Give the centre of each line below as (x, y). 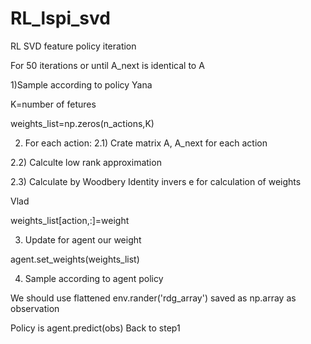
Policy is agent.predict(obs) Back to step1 (95, 328)
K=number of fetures (53, 104)
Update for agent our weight (83, 239)
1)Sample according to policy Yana (81, 84)
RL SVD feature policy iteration (73, 46)
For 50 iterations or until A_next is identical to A (107, 65)
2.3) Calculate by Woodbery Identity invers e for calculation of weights (156, 181)
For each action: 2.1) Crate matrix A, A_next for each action (146, 143)
